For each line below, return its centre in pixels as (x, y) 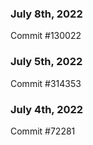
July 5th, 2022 (46, 62)
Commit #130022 (46, 36)
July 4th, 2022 (47, 109)
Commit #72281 (43, 131)
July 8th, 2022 (46, 14)
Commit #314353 (46, 83)
